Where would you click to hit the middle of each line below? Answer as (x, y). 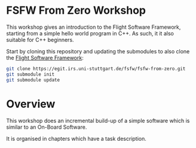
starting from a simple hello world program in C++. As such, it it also (90, 33)
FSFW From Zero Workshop (76, 10)
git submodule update (33, 80)
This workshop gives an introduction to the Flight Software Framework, (94, 27)
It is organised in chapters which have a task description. (76, 138)
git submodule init (30, 74)
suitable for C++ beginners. (40, 40)
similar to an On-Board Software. (47, 127)
